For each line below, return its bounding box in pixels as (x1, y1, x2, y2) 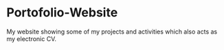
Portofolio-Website (6, 5, 118, 21)
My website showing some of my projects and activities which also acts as (6, 27, 218, 36)
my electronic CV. (6, 34, 56, 42)
